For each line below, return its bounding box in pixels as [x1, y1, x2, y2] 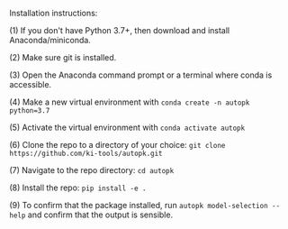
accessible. [9, 79, 52, 89]
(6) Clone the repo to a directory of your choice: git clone [9, 140, 226, 150]
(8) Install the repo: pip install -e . [9, 182, 147, 193]
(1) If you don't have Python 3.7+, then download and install [9, 25, 230, 35]
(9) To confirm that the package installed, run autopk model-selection [9, 200, 268, 210]
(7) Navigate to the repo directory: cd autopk [9, 165, 175, 175]
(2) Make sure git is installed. [9, 52, 117, 62]
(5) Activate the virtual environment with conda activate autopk [9, 122, 246, 133]
